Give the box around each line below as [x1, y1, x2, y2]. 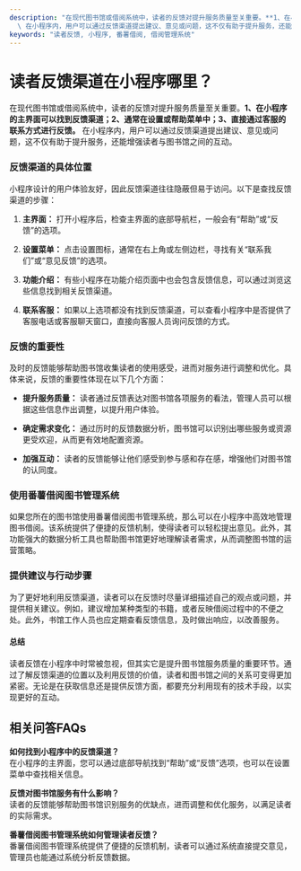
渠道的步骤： [9, 194, 56, 205]
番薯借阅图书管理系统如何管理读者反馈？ [9, 829, 159, 840]
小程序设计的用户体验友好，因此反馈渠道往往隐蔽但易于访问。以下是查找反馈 [9, 183, 292, 194]
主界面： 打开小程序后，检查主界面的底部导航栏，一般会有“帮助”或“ [21, 213, 271, 224]
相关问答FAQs [9, 720, 87, 736]
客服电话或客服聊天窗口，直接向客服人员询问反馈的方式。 [21, 315, 235, 326]
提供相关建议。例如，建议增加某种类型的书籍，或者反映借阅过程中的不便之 [9, 603, 284, 613]
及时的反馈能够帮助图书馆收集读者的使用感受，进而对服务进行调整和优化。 [9, 362, 284, 373]
